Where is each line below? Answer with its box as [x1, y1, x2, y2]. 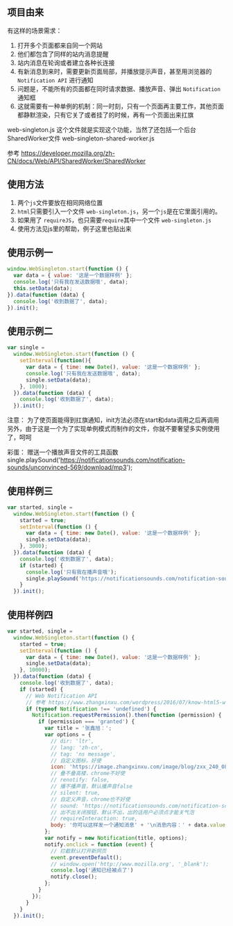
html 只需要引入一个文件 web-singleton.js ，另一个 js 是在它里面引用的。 [17, 207, 222, 216]
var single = [7, 344, 45, 351]
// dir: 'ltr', [51, 738, 95, 745]
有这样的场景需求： [7, 26, 62, 35]
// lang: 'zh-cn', [51, 744, 104, 751]
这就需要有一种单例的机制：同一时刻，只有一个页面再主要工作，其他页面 [17, 101, 224, 110]
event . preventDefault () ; [51, 854, 123, 861]
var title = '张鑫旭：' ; [44, 725, 112, 732]
